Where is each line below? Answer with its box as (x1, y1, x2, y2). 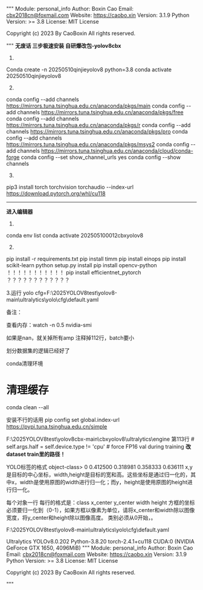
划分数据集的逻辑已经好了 (6, 347, 70, 354)
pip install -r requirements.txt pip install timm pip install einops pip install (6, 255, 186, 262)
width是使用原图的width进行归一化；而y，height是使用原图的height (19, 478, 188, 485)
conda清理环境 (6, 360, 43, 367)
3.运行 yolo (6, 290, 34, 296)
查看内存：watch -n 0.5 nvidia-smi (6, 322, 92, 328)
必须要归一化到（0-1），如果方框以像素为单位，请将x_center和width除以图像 (6, 506, 195, 513)
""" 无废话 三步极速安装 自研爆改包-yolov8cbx (6, 42, 121, 49)
